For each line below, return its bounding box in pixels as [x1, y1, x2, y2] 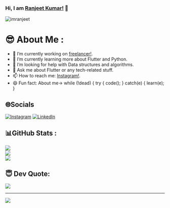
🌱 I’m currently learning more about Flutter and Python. [12, 56, 127, 63]
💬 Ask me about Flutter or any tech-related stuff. [12, 67, 114, 73]
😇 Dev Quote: [5, 170, 51, 179]
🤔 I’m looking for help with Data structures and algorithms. [12, 62, 134, 68]
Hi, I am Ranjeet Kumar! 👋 [5, 5, 69, 12]
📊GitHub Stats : [5, 129, 57, 138]
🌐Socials [5, 100, 34, 109]
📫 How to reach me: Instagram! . [12, 73, 81, 79]
